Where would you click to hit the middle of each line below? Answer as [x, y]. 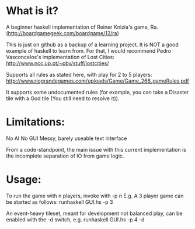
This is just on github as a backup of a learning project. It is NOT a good [93, 45]
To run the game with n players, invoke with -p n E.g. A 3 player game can [95, 196]
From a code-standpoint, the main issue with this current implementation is [96, 149]
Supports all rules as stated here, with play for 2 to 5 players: [79, 74]
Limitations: [36, 122]
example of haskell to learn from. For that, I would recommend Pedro [88, 50]
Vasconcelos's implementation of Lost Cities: [60, 57]
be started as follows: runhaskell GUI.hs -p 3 [60, 202]
